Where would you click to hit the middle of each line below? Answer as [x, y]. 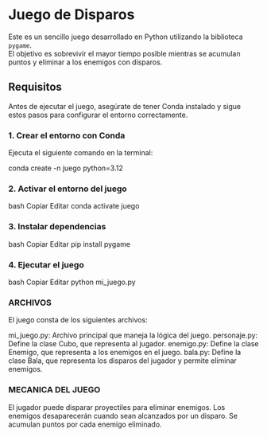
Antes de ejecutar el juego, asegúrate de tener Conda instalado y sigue [124, 106]
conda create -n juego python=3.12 [66, 168]
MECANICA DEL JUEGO [54, 390]
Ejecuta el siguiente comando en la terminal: [81, 153]
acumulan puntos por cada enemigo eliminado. [85, 424]
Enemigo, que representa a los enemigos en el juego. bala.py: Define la [125, 353]
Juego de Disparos [72, 15]
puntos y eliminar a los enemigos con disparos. [85, 62]
